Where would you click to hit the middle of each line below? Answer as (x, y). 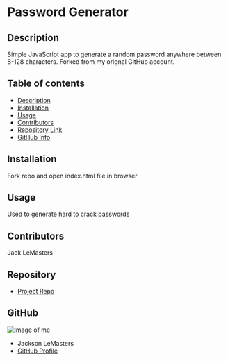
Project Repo (36, 292)
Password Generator (68, 12)
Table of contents (46, 84)
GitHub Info (34, 137)
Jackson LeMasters (46, 343)
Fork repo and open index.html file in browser (72, 176)
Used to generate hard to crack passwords (68, 214)
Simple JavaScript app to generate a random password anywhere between (114, 54)
